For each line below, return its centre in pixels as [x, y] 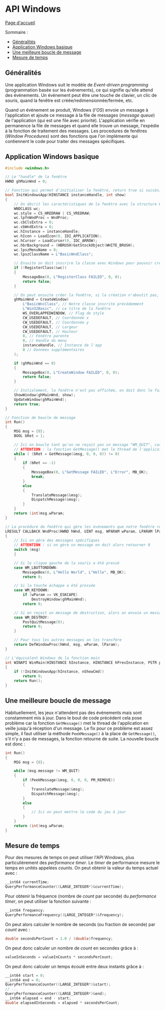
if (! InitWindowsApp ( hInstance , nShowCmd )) [59, 672]
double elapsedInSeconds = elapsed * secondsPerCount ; [62, 1003]
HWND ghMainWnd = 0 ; [26, 181]
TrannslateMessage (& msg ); [58, 789]
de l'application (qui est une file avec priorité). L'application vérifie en [75, 120]
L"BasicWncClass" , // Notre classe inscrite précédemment [83, 304]
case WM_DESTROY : [32, 617]
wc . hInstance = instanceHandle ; [47, 232]
